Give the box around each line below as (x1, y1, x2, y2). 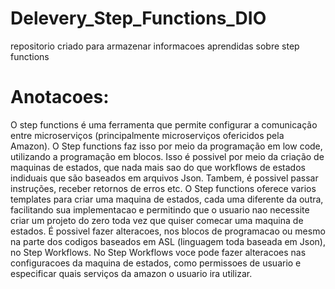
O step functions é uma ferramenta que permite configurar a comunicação (10, 118, 318, 131)
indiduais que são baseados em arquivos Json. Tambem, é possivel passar (10, 172, 319, 184)
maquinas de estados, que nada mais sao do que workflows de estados (10, 161, 306, 173)
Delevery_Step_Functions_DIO (10, 7, 267, 30)
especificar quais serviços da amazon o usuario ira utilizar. (10, 267, 253, 279)
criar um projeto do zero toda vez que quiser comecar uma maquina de (10, 214, 304, 226)
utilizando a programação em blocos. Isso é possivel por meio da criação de (10, 150, 325, 162)
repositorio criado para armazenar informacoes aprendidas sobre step (10, 40, 300, 52)
